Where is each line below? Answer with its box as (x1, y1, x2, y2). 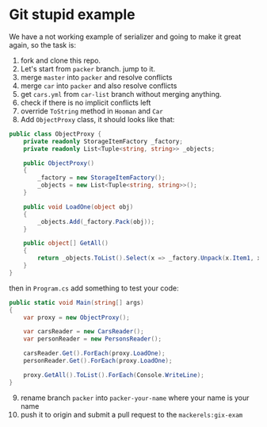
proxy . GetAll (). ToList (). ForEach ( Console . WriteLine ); (23, 371, 204, 379)
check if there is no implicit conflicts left (20, 98, 151, 107)
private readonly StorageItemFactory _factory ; (23, 137, 183, 145)
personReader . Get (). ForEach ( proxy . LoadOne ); (23, 357, 173, 365)
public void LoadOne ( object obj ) (23, 202, 134, 211)
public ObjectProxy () (23, 159, 94, 167)
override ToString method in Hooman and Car (20, 106, 163, 116)
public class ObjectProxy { (9, 129, 102, 138)
